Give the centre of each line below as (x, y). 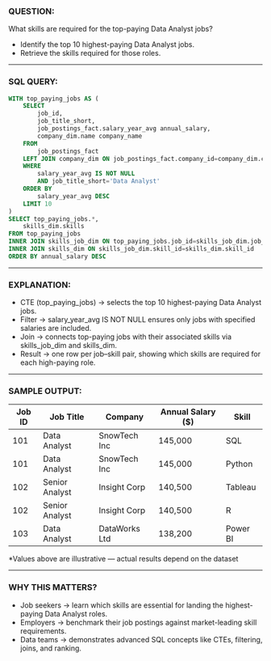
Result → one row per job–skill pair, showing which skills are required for (140, 354)
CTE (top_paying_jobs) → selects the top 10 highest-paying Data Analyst (141, 303)
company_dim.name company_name (90, 136)
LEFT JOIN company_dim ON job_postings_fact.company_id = (121, 159)
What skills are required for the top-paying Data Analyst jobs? (111, 29)
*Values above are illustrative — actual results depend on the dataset (123, 559)
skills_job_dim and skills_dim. (68, 345)
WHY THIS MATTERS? (53, 587)
